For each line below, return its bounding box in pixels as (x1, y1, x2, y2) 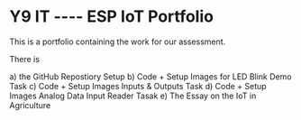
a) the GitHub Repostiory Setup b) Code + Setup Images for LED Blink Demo (9, 70, 292, 82)
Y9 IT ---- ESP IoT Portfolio (9, 6, 214, 27)
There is (9, 53, 41, 64)
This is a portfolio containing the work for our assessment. (9, 36, 226, 47)
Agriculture (9, 99, 51, 110)
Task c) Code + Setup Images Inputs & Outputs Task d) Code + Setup (9, 80, 268, 91)
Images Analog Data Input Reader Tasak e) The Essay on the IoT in (9, 90, 257, 101)
